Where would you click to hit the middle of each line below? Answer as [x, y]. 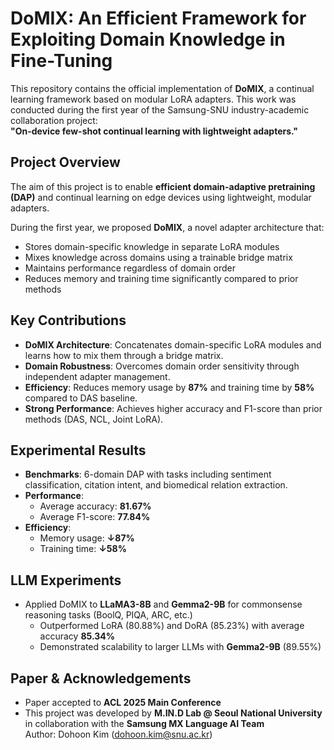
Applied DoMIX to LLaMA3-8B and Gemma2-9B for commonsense [163, 604]
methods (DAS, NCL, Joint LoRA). [94, 419]
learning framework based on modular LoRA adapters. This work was [153, 99]
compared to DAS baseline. [81, 398]
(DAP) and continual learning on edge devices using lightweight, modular [161, 197]
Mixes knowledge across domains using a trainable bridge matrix [158, 257]
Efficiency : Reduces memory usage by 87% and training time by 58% [169, 387]
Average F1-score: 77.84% [95, 517]
